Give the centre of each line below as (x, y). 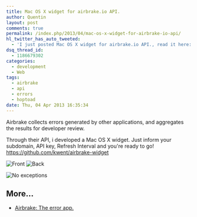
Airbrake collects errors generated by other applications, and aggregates (95, 122)
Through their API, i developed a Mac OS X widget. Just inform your (89, 140)
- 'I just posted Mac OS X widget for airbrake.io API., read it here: (102, 45)
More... (20, 194)
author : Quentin (26, 17)
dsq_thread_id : (25, 50)
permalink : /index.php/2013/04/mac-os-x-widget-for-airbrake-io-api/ (94, 34)
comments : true (25, 28)
